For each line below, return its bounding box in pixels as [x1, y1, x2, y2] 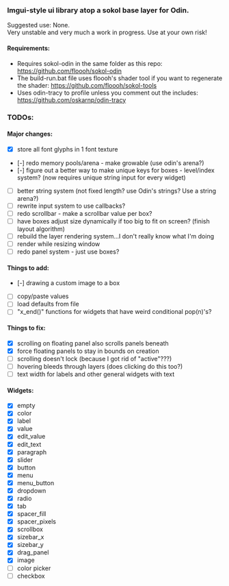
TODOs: [7, 112, 34, 122]
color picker [16, 564, 51, 572]
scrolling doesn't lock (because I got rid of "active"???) [16, 354, 172, 363]
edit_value [16, 432, 46, 441]
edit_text [16, 440, 42, 448]
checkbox [16, 572, 46, 580]
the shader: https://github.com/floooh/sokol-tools [16, 81, 157, 89]
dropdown [16, 486, 46, 495]
